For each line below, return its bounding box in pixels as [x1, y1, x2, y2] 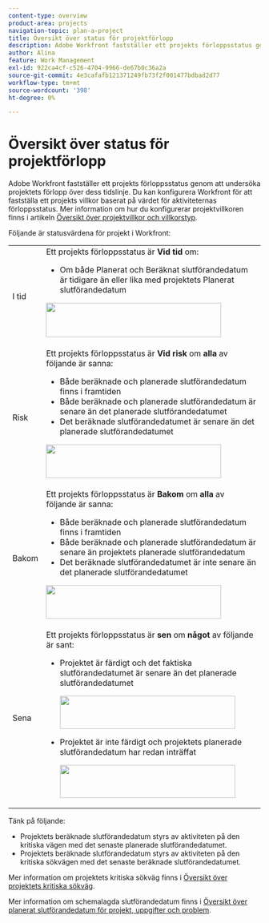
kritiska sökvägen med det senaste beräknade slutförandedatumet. [19, 857, 242, 867]
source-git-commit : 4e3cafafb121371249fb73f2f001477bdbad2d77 [8, 71, 220, 79]
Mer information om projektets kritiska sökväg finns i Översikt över [8, 873, 228, 882]
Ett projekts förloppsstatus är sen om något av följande [46, 630, 254, 641]
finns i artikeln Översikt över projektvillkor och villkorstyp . [8, 213, 198, 223]
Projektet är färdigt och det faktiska [59, 658, 192, 669]
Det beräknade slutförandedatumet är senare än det [59, 416, 255, 427]
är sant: [46, 639, 74, 651]
